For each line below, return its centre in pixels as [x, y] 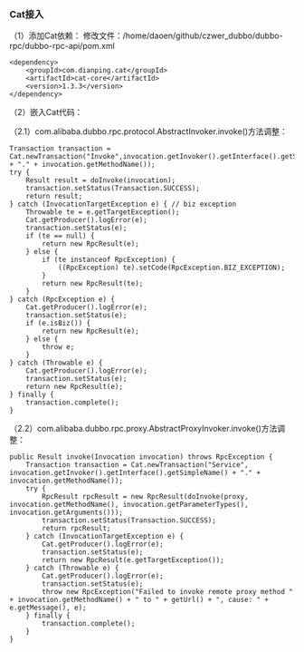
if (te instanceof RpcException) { [109, 260]
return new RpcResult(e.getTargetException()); [133, 560]
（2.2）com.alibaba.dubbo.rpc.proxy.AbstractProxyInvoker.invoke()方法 [143, 429]
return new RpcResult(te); [93, 284]
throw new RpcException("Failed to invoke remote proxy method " [168, 592]
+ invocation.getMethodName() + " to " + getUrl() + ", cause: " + [139, 600]
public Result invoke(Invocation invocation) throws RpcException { [141, 457]
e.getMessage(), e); [48, 608]
